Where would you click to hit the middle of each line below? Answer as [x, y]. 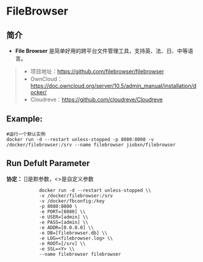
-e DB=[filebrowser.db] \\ [73, 233]
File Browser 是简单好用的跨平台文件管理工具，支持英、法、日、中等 [101, 51]
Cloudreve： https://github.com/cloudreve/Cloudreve [96, 99]
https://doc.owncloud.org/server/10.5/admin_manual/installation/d [113, 86]
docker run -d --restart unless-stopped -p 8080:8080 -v [80, 139]
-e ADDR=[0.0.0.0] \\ [66, 227]
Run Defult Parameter [48, 163]
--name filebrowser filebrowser [80, 254]
